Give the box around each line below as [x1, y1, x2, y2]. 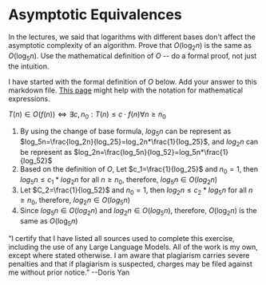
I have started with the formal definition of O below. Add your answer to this [8, 77, 257, 86]
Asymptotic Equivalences [8, 6, 182, 24]
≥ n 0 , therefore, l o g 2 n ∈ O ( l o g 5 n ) [19, 196, 130, 207]
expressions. [8, 93, 50, 103]
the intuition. [8, 61, 50, 71]
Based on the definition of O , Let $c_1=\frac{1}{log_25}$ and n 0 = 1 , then [19, 164, 258, 176]
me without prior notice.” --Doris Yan [8, 267, 130, 277]
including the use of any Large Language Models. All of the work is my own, [8, 242, 258, 251]
